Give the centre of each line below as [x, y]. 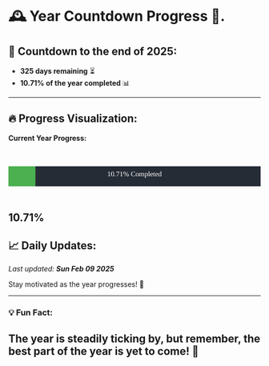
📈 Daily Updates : [52, 245]
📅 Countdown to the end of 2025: [93, 51]
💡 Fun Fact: [31, 312]
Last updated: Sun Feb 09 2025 [61, 269]
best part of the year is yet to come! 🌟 [104, 351]
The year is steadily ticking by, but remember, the [134, 338]
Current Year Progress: [47, 138]
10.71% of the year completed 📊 [75, 83]
